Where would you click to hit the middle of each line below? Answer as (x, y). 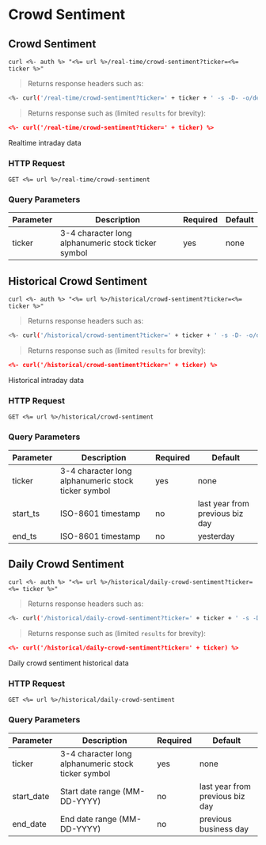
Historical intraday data (46, 380)
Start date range (90, 791)
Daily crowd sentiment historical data (68, 663)
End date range (88, 819)
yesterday (216, 536)
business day (224, 828)
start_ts (26, 513)
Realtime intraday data (45, 142)
